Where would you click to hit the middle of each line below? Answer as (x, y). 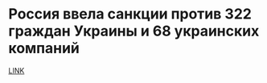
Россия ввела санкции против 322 (130, 14)
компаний (44, 48)
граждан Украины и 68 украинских (134, 31)
